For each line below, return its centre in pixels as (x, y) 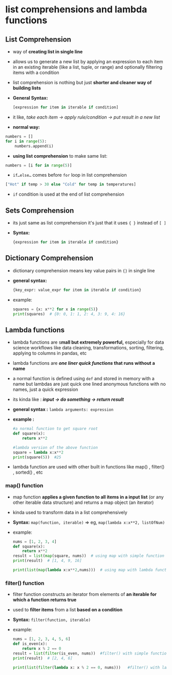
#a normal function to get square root (55, 429)
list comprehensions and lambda (76, 10)
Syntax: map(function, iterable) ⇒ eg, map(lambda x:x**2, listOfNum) (89, 522)
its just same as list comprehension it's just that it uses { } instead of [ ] (89, 223)
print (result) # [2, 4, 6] (42, 658)
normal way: (26, 127)
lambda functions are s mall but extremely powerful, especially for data (88, 342)
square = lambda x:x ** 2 (38, 452)
